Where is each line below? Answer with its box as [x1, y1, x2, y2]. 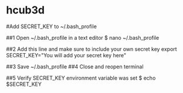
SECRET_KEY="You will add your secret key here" [6, 51, 127, 58]
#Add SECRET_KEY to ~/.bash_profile [6, 23, 97, 30]
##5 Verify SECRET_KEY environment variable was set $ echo [6, 74, 156, 81]
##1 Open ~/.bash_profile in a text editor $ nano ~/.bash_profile [6, 34, 160, 41]
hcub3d [6, 4, 45, 17]
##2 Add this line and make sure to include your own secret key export [6, 45, 177, 53]
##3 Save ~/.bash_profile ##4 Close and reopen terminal [6, 63, 144, 70]
